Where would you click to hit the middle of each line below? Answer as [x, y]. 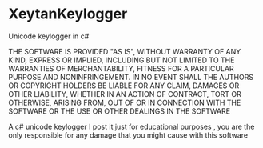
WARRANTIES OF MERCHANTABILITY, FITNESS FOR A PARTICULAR [121, 68]
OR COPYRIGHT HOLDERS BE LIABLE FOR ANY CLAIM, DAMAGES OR [124, 86]
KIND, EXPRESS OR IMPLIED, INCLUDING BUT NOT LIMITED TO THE [122, 60]
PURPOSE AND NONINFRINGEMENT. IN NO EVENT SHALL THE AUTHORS [131, 77]
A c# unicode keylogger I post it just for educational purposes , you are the [131, 126]
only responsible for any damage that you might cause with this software [128, 135]
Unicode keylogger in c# [49, 36]
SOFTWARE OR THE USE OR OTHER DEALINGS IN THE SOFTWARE [119, 111]
